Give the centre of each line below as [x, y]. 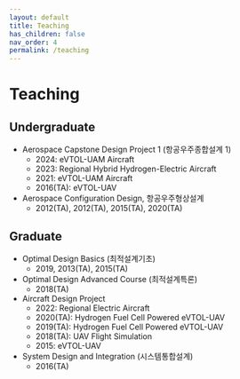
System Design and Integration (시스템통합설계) [108, 356]
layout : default [39, 17]
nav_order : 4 [33, 42]
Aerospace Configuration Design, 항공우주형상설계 [113, 198]
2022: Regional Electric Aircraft [92, 308]
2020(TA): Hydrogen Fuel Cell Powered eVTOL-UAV [130, 317]
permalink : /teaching [49, 51]
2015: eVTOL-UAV [68, 345]
